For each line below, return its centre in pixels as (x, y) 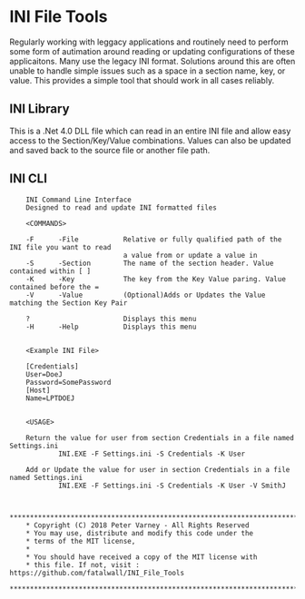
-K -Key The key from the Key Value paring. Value (156, 279)
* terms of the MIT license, (81, 541)
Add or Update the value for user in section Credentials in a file (158, 469)
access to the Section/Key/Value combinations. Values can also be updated (150, 140)
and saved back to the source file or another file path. (110, 150)
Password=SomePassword (69, 382)
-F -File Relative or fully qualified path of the (154, 239)
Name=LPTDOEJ (50, 398)
